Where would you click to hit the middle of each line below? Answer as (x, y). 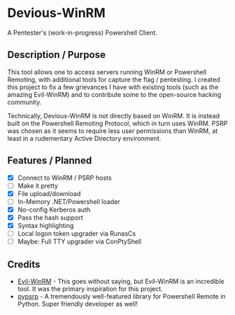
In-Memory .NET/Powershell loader (69, 201)
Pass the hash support (50, 217)
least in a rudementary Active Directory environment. (84, 138)
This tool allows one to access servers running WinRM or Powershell (107, 71)
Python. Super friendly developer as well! (78, 304)
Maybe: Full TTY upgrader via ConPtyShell (79, 241)
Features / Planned (50, 161)
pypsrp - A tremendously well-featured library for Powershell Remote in (121, 296)
